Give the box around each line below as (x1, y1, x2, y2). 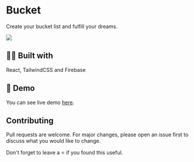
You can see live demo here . (6, 99, 75, 106)
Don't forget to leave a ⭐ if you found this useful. (6, 149, 123, 156)
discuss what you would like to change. (6, 137, 101, 144)
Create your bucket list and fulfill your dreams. (6, 23, 118, 30)
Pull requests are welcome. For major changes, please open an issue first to (6, 131, 189, 138)
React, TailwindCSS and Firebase (6, 66, 86, 73)
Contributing (6, 115, 54, 126)
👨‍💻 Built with (6, 51, 54, 61)
